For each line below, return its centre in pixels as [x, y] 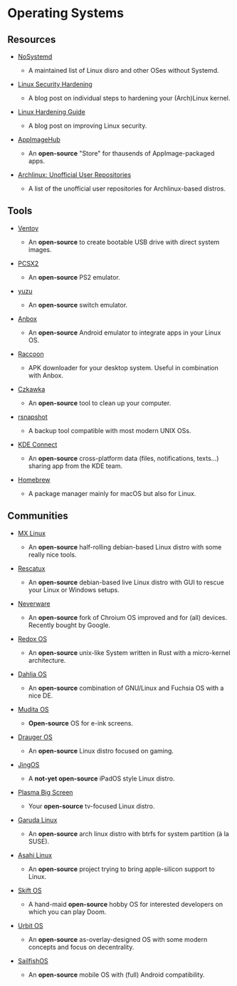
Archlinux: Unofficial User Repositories [74, 175]
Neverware [34, 604]
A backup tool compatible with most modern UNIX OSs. [110, 430]
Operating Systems [66, 13]
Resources [32, 40]
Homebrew [34, 479]
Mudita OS [33, 709]
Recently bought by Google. [69, 625]
